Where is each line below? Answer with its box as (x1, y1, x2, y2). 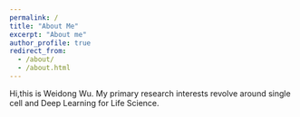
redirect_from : (9, 47, 67, 56)
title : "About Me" (9, 22, 79, 31)
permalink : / (9, 13, 59, 22)
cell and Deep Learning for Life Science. (9, 97, 160, 108)
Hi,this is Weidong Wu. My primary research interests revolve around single (9, 87, 292, 99)
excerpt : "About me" (9, 30, 88, 39)
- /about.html (17, 64, 71, 73)
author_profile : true (9, 38, 92, 48)
